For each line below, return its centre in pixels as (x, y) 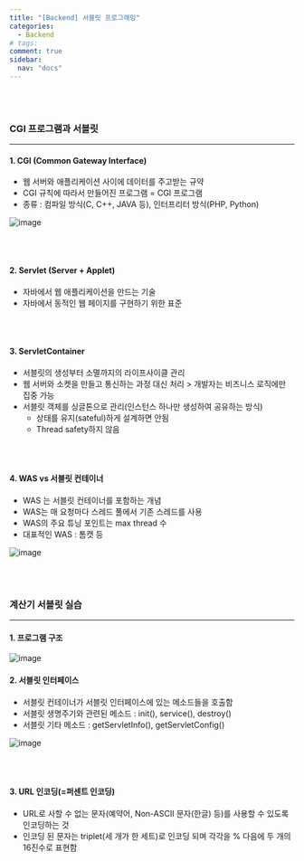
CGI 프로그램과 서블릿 (54, 128)
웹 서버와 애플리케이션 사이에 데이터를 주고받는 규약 (113, 182)
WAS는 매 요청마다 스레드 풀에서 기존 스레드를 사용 (112, 511)
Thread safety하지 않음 (78, 429)
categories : (32, 26)
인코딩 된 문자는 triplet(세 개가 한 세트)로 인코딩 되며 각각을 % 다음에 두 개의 (157, 836)
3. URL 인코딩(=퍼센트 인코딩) (62, 791)
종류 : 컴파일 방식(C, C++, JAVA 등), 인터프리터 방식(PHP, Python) (141, 204)
